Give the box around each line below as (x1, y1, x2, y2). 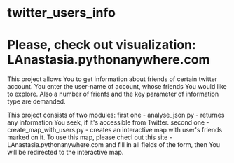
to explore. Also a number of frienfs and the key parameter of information (7, 90, 219, 99)
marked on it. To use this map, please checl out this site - (7, 133, 173, 141)
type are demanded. (7, 97, 66, 106)
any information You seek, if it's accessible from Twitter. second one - (7, 118, 209, 127)
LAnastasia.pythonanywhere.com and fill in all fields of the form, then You (7, 141, 221, 149)
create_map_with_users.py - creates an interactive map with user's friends (7, 126, 223, 134)
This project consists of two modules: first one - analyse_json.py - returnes (7, 111, 225, 120)
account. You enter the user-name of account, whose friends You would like (7, 83, 228, 91)
